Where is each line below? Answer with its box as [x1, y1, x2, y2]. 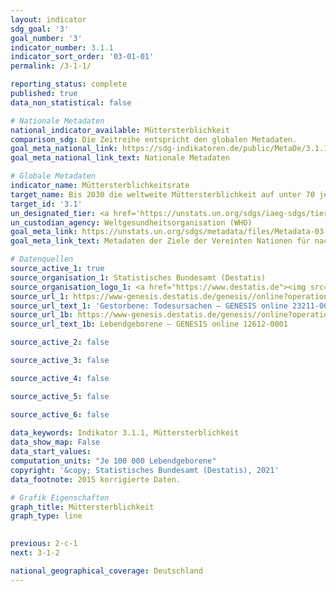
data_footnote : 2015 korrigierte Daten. [10, 474, 182, 485]
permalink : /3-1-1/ [10, 61, 92, 71]
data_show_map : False [10, 437, 101, 448]
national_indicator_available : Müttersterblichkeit [10, 125, 230, 135]
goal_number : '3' [10, 33, 83, 43]
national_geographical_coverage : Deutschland [10, 566, 203, 576]
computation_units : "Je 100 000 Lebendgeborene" [10, 456, 217, 466]
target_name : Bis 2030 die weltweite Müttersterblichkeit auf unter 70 [10, 189, 315, 200]
